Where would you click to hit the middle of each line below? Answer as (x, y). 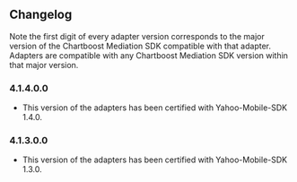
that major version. (44, 65)
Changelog (41, 15)
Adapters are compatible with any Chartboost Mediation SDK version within (149, 55)
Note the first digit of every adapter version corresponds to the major (137, 36)
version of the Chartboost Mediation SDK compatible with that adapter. (140, 46)
